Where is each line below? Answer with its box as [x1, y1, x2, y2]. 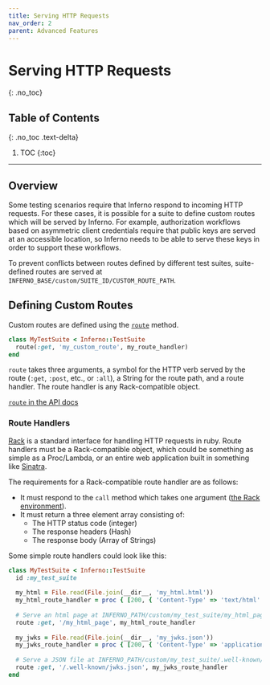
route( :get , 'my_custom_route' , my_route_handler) [15, 343, 189, 351]
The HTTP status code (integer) [31, 518, 138, 528]
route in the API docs [8, 398, 79, 407]
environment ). [19, 501, 67, 511]
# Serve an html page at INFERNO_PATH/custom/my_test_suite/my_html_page [15, 611, 268, 619]
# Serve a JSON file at [15, 656, 95, 664]
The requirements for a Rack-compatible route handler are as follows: [8, 477, 239, 487]
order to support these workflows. [8, 243, 122, 252]
